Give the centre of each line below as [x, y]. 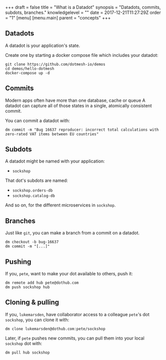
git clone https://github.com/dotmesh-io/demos [55, 64]
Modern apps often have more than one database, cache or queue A [75, 100]
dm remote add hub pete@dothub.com [42, 283]
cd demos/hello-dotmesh [30, 69]
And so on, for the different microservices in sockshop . [60, 205]
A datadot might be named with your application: [55, 161]
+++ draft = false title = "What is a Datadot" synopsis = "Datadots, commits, [83, 7]
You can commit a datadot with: [38, 120]
